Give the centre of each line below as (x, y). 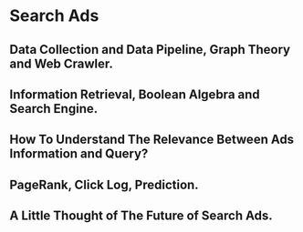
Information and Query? (79, 154)
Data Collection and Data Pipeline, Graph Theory (150, 50)
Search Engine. (54, 109)
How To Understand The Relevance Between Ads (152, 140)
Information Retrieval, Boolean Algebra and (135, 94)
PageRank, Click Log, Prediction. (104, 184)
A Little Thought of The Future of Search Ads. (141, 216)
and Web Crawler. (62, 63)
